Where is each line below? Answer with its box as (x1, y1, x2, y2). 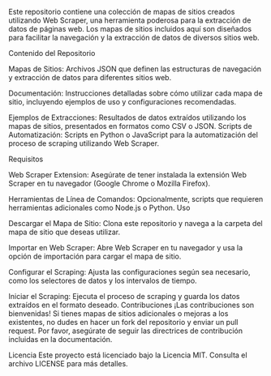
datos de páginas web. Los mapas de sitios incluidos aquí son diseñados (8, 24, 252, 33)
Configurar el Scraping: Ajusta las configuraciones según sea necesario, (8, 267, 251, 276)
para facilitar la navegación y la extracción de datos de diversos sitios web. (8, 32, 260, 42)
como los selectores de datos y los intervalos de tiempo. (8, 276, 197, 285)
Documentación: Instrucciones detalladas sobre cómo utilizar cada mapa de (8, 88, 263, 98)
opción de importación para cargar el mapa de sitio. (8, 251, 182, 261)
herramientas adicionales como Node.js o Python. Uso (8, 203, 191, 212)
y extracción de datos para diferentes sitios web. (8, 73, 172, 82)
